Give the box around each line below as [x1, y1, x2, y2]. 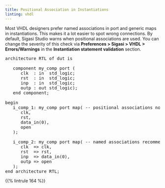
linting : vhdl [5, 12, 34, 17]
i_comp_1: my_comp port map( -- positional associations [13, 105, 153, 110]
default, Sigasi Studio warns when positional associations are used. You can [5, 35, 159, 42]
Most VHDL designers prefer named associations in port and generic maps [5, 25, 157, 31]
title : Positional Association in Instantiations [5, 7, 109, 12]
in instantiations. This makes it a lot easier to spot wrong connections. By [5, 30, 153, 36]
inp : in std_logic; [20, 80, 75, 86]
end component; [13, 90, 50, 96]
